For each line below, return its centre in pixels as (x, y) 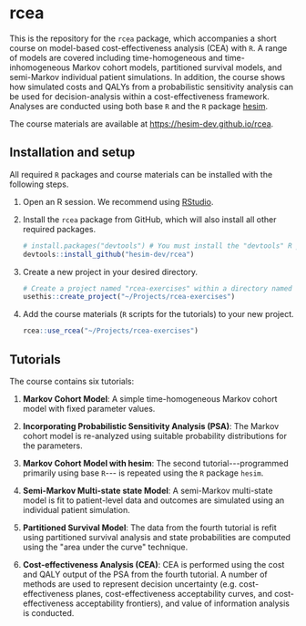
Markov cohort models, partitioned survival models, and (177, 67)
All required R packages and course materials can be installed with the (141, 174)
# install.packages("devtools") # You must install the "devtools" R (158, 246)
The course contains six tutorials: (72, 381)
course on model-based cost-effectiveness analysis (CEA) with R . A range (148, 47)
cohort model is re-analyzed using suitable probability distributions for (154, 436)
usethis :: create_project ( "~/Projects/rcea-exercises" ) (129, 297)
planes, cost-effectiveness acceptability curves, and (174, 593)
